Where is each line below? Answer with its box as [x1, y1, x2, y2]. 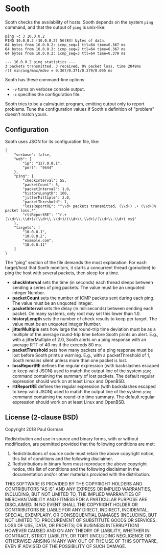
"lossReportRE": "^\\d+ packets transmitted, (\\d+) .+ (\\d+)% [23, 204, 157, 209]
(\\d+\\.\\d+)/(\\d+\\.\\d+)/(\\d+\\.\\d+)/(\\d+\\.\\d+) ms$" [5, 216, 137, 221]
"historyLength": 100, [23, 191, 69, 196]
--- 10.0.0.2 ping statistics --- [5, 59, 76, 64]
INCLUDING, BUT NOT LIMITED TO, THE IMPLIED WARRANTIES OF [5, 491, 141, 497]
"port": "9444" [23, 165, 54, 170]
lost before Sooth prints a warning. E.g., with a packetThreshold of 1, [12, 352, 151, 358]
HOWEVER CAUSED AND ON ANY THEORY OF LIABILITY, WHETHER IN [5, 528, 150, 533]
